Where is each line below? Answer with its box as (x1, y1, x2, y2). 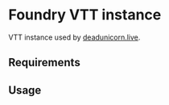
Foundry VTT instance (8, 6, 162, 24)
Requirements (8, 56, 80, 69)
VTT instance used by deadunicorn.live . (8, 32, 141, 42)
